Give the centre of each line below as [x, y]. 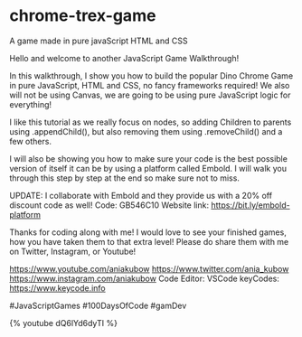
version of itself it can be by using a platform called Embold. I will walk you [148, 168]
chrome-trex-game [83, 16]
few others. [31, 141]
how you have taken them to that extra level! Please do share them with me [149, 241]
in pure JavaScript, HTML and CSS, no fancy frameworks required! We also [150, 85]
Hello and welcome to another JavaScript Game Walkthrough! [124, 58]
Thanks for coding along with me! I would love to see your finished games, [148, 232]
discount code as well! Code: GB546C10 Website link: [109, 205]
